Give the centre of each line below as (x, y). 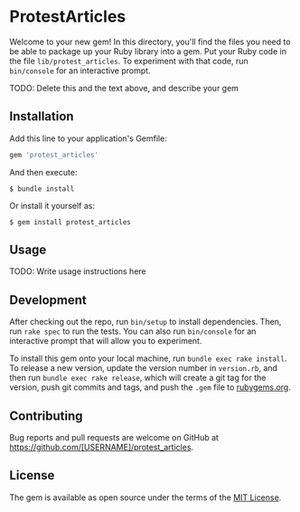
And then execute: (43, 172)
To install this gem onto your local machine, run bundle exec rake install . (148, 358)
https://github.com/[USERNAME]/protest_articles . (102, 447)
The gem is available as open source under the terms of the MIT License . (145, 497)
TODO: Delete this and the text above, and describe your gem (124, 88)
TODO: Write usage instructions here (78, 271)
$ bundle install (42, 189)
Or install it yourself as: (52, 205)
